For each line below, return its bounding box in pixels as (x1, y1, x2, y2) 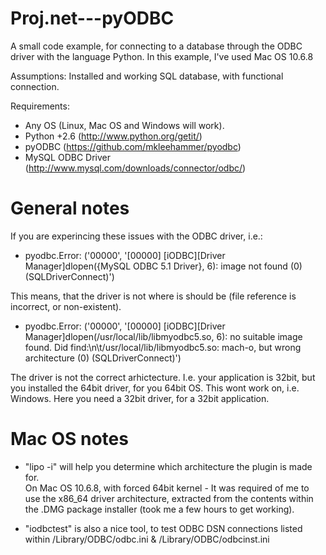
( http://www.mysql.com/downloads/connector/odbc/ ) (24, 162, 247, 174)
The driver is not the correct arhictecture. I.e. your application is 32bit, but (10, 371, 316, 383)
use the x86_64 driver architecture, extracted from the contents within (24, 492, 314, 504)
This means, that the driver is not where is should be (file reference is (10, 290, 297, 302)
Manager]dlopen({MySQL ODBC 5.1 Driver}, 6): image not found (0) (24, 260, 303, 272)
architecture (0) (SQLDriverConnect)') (24, 352, 182, 364)
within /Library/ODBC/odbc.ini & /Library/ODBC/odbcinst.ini (24, 533, 270, 545)
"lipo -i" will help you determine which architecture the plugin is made (24, 460, 313, 472)
